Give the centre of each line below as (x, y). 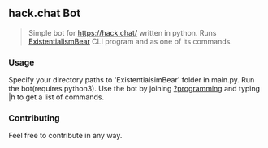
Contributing (34, 118)
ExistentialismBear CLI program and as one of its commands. (130, 41)
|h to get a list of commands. (56, 97)
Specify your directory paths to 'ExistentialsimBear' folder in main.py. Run (132, 80)
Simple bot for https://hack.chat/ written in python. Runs (122, 32)
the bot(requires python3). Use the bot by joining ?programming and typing (134, 89)
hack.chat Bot (45, 13)
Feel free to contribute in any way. (65, 136)
